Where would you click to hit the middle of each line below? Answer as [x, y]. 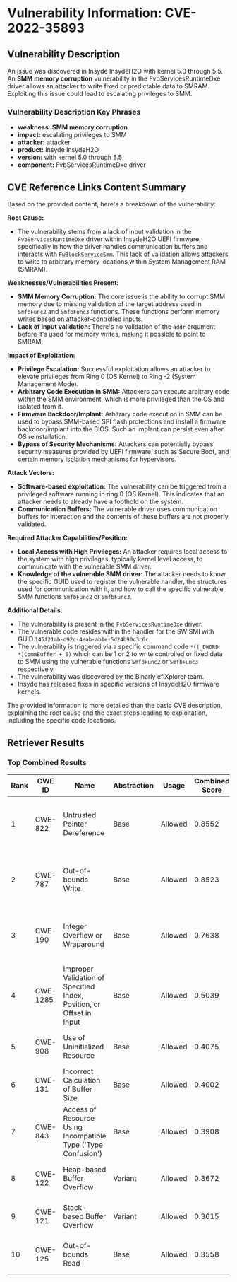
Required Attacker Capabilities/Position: [68, 538]
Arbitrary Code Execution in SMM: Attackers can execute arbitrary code [123, 392]
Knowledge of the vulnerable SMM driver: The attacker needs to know [121, 574]
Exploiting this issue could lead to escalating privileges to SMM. [100, 94]
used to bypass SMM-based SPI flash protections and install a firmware [122, 421]
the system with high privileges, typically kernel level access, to [110, 559]
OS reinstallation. [42, 437]
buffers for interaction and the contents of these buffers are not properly [123, 517]
